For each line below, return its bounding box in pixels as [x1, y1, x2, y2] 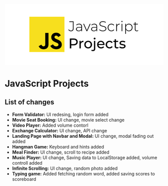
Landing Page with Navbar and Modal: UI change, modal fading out [12, 133, 154, 139]
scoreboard [12, 176, 36, 182]
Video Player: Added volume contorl [12, 122, 89, 128]
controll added [12, 160, 42, 166]
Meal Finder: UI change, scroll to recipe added [12, 149, 109, 155]
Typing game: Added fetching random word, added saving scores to [12, 170, 155, 176]
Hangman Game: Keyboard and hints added [12, 143, 104, 150]
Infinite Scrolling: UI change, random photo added [12, 165, 118, 171]
